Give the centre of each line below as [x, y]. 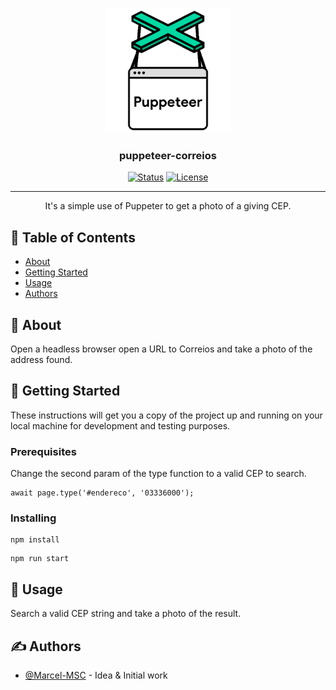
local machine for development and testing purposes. [120, 425]
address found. [41, 359]
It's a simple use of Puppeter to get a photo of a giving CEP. [168, 206]
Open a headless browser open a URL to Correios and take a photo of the [161, 349]
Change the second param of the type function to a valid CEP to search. [158, 474]
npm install [35, 540]
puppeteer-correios [168, 155]
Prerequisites [43, 451]
